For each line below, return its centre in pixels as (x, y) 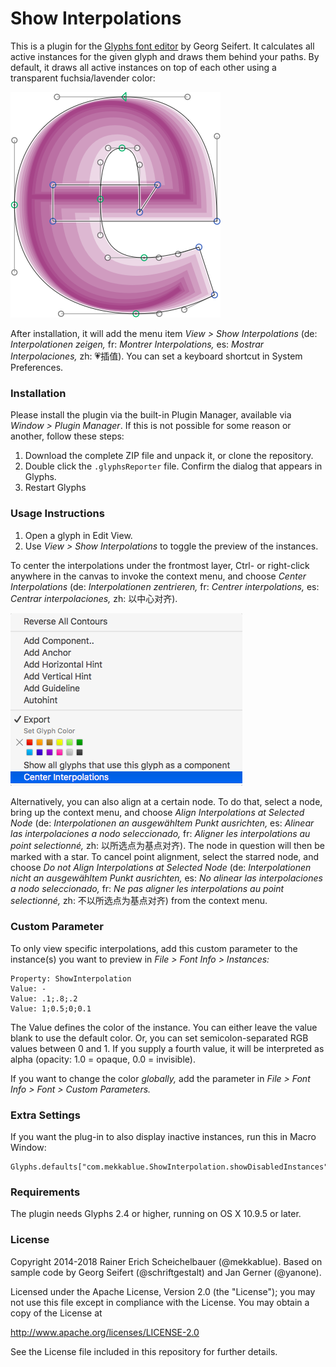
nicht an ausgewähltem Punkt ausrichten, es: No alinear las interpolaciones (166, 878)
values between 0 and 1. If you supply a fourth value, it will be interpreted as (167, 1048)
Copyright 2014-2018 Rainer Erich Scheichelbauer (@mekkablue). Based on (166, 1261)
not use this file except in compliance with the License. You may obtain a (160, 1302)
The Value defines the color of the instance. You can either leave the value (164, 1027)
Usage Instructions (57, 514)
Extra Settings (45, 1115)
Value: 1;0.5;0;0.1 (51, 1008)
